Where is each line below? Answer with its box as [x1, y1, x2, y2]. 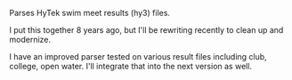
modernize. [9, 35, 52, 44]
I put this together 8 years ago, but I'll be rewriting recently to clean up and [9, 25, 284, 35]
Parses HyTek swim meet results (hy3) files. [9, 8, 171, 18]
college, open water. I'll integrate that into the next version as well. [9, 61, 252, 71]
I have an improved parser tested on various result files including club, [9, 52, 267, 61]
